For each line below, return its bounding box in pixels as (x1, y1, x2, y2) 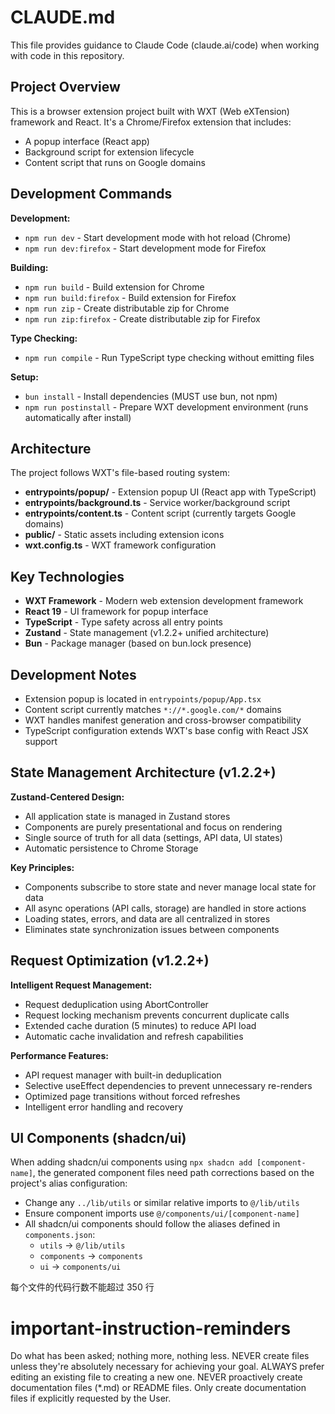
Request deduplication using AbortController (24, 998, 209, 1010)
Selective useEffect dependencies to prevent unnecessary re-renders (24, 1079, 313, 1091)
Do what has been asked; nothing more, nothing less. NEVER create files (10, 1350, 310, 1362)
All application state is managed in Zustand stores (24, 810, 231, 822)
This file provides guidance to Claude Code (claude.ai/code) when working (10, 39, 320, 51)
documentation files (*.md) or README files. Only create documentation (10, 1382, 307, 1394)
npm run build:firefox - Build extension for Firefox (24, 291, 237, 303)
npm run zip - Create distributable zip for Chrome (24, 302, 230, 314)
